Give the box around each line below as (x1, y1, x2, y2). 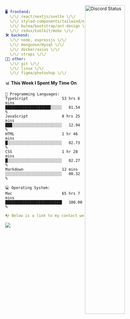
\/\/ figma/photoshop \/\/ (10, 70, 67, 75)
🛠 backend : (5, 33, 30, 38)
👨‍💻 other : (5, 56, 26, 61)
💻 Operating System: (5, 185, 51, 190)
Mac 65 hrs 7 (5, 191, 80, 196)
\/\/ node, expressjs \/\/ (10, 37, 67, 43)
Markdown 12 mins (5, 167, 78, 172)
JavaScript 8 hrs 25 (5, 114, 80, 119)
